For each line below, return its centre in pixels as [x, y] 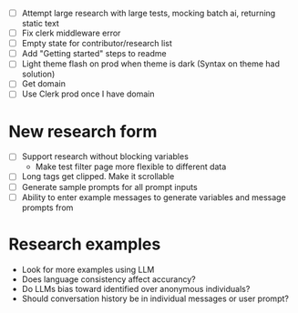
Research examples [85, 244]
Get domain [43, 84]
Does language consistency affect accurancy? [109, 279]
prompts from [47, 207]
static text [41, 24]
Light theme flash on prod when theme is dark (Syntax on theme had [150, 64]
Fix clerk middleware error [71, 33]
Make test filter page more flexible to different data [131, 167]
